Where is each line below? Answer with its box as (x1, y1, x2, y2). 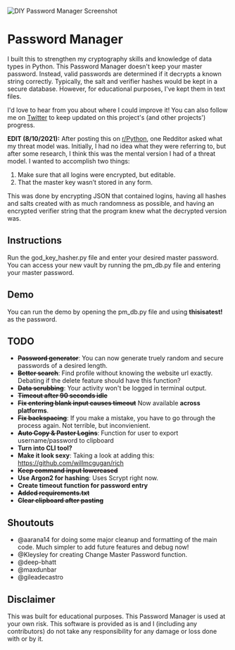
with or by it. (7, 634, 44, 643)
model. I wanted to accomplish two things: (7, 157, 130, 165)
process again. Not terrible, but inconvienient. (17, 422, 151, 430)
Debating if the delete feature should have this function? (17, 376, 181, 385)
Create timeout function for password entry (17, 482, 148, 490)
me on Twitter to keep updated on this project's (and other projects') (7, 113, 206, 121)
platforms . (17, 406, 49, 415)
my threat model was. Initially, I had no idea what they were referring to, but (7, 142, 227, 150)
